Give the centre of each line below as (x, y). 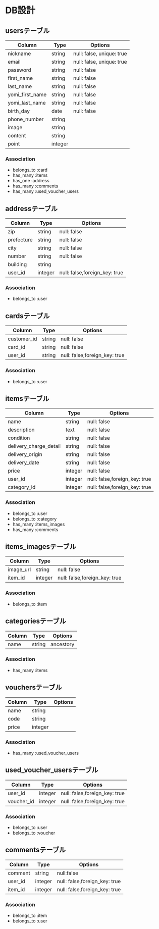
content (17, 136)
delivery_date (23, 462)
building (17, 265)
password (19, 70)
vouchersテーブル (34, 687)
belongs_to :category (35, 519)
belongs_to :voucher (34, 833)
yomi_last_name (27, 103)
